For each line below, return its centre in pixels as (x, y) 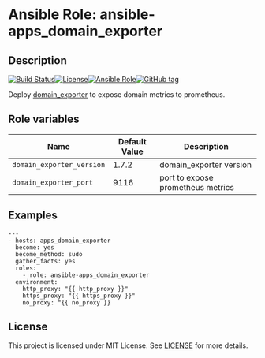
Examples (33, 216)
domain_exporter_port (52, 182)
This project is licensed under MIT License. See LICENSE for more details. (128, 345)
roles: (26, 268)
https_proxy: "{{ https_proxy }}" (79, 296)
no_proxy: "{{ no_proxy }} (67, 302)
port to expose (186, 177)
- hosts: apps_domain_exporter (60, 241)
